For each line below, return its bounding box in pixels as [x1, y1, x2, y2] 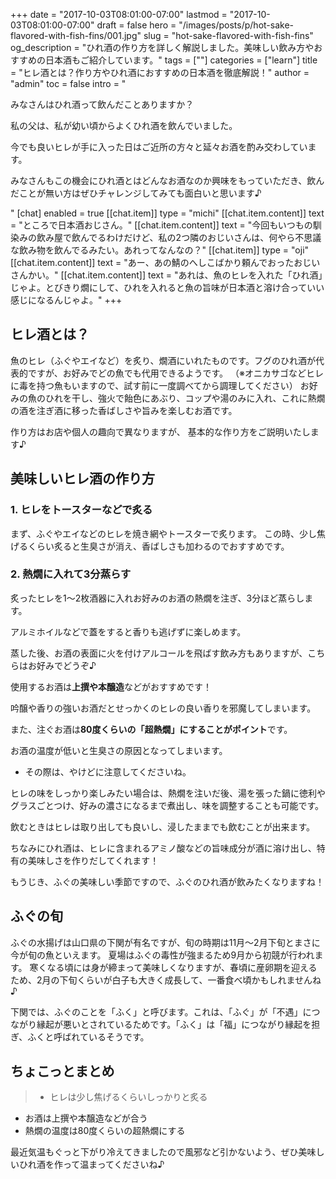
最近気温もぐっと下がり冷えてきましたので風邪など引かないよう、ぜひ [10, 1146, 299, 1158]
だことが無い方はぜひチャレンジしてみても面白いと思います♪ [10, 187, 262, 199]
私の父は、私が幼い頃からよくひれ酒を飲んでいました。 [10, 120, 238, 131]
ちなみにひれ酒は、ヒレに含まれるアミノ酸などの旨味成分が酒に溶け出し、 [10, 842, 317, 854]
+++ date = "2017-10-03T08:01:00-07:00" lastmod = [10, 9, 228, 20]
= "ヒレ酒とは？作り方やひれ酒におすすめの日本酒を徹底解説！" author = [10, 67, 310, 78]
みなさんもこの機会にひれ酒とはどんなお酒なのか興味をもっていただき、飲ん [10, 175, 325, 186]
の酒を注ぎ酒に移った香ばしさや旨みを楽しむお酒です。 [10, 404, 238, 416]
